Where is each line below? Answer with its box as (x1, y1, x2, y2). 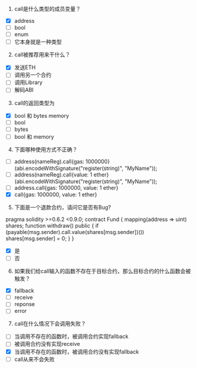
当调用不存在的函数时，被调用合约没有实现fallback (14, 348, 139, 355)
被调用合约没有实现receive (14, 340, 80, 348)
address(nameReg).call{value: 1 (14, 170, 93, 178)
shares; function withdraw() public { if (5, 222, 99, 229)
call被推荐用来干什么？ (14, 51, 71, 58)
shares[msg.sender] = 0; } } (5, 235, 74, 242)
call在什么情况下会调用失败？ (14, 320, 86, 327)
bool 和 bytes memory (14, 112, 69, 119)
